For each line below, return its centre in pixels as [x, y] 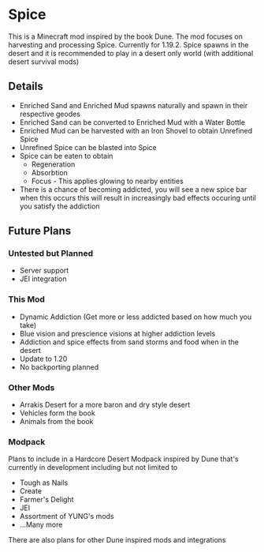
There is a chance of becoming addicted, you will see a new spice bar [133, 189]
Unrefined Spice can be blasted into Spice [88, 147]
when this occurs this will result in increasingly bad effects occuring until [138, 197]
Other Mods [32, 387]
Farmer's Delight [46, 500]
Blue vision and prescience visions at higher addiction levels [117, 333]
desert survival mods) [44, 62]
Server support [44, 271]
